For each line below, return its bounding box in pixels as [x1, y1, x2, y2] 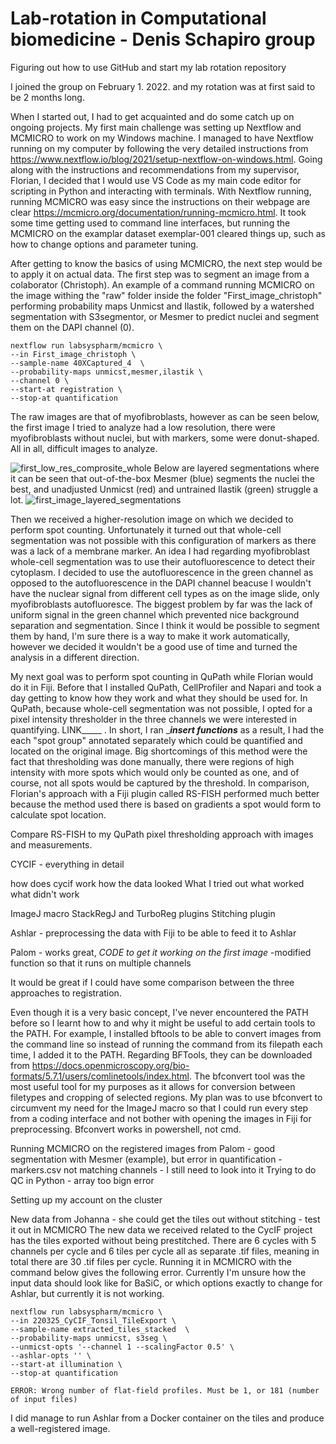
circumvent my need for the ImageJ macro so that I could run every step [10, 1102, 309, 1114]
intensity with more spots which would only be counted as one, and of [10, 766, 300, 778]
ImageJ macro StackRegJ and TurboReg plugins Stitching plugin [10, 907, 276, 919]
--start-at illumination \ [10, 1359, 123, 1369]
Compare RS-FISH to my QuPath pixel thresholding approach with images [10, 828, 314, 840]
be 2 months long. [10, 91, 85, 103]
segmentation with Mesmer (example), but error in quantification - [10, 1153, 283, 1165]
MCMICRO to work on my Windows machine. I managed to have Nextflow [10, 132, 314, 144]
